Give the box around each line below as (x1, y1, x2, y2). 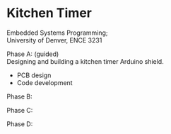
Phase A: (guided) (6, 50, 59, 58)
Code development (16, 78, 73, 86)
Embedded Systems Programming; (6, 28, 108, 37)
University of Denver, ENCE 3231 (6, 35, 102, 44)
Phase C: (6, 106, 33, 114)
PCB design (16, 71, 52, 79)
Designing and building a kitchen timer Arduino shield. (6, 57, 164, 65)
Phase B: (6, 92, 33, 101)
